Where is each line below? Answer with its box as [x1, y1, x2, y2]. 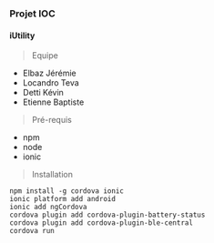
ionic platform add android [9, 195, 117, 204]
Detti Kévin [22, 87, 64, 98]
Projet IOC [9, 7, 56, 20]
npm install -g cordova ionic [9, 187, 125, 196]
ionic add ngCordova [9, 203, 88, 212]
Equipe [31, 50, 59, 61]
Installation [31, 169, 74, 180]
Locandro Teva [22, 77, 79, 88]
